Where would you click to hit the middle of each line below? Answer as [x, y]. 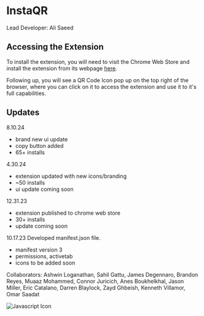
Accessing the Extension [55, 47]
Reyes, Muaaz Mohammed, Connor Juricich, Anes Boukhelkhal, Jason [95, 281]
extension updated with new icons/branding [71, 176]
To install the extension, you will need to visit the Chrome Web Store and [98, 61]
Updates [23, 113]
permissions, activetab [44, 256]
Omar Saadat [23, 294]
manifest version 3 [39, 250]
